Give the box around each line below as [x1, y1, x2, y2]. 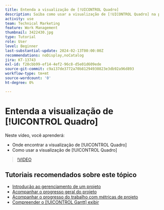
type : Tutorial [5, 35, 36, 40]
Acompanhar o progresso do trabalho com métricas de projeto [12, 194, 138, 200]
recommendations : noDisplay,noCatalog [5, 52, 84, 58]
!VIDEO [17, 157, 32, 162]
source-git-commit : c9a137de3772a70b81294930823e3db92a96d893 [5, 67, 134, 72]
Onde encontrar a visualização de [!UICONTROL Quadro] [12, 142, 127, 148]
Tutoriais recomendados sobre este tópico [5, 170, 137, 179]
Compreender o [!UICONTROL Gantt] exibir [12, 199, 99, 205]
